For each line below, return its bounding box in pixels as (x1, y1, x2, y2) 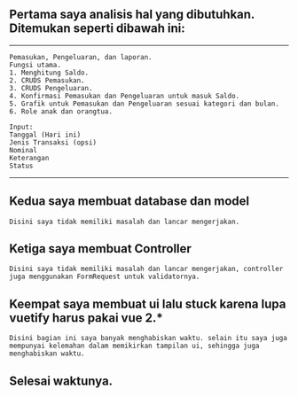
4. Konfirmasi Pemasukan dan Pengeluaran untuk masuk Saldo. (9, 91, 240, 100)
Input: (9, 122, 34, 131)
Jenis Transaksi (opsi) (9, 137, 98, 147)
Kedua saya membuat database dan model (9, 194, 250, 209)
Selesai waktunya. (9, 373, 114, 388)
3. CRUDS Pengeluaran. (9, 83, 93, 92)
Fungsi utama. (9, 60, 62, 69)
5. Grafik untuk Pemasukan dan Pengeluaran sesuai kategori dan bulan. (9, 99, 279, 108)
